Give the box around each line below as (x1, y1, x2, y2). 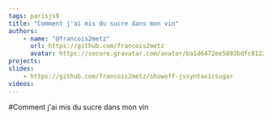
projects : (8, 58, 42, 66)
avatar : (29, 49, 57, 58)
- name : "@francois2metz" (23, 34, 111, 43)
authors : (8, 27, 38, 35)
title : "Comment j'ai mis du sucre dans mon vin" (8, 19, 180, 28)
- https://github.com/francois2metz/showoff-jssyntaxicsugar (23, 72, 233, 80)
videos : (8, 79, 35, 88)
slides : (8, 65, 35, 73)
